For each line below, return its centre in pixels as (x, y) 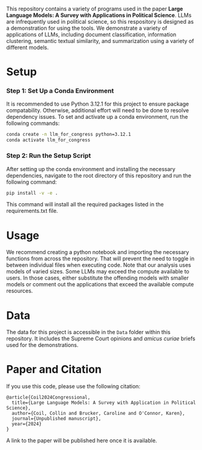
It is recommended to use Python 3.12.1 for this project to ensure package (98, 104)
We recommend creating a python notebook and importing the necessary (98, 252)
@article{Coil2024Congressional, (48, 398)
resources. (20, 291)
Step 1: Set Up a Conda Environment (60, 91)
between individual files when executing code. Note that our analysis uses (99, 265)
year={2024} (27, 424)
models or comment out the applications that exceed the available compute (100, 284)
